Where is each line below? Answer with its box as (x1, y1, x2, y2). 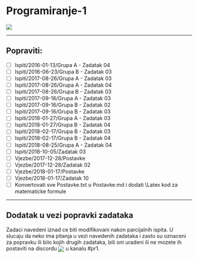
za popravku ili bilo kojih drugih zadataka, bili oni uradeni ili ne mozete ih (6, 239, 182, 246)
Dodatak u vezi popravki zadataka (6, 210, 134, 220)
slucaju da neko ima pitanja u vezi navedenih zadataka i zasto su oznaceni (6, 232, 187, 239)
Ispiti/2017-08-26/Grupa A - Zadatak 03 (14, 75, 112, 82)
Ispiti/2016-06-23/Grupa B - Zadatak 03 (14, 68, 112, 75)
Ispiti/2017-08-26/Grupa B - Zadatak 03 (14, 88, 112, 95)
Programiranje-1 (6, 4, 87, 18)
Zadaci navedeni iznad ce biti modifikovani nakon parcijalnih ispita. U (6, 226, 174, 233)
